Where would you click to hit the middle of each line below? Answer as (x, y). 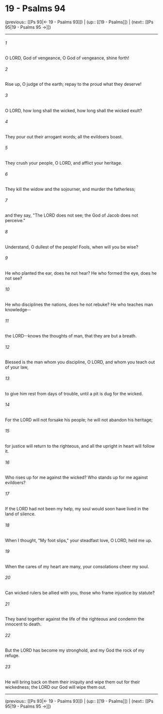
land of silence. (20, 514)
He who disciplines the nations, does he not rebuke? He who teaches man (79, 304)
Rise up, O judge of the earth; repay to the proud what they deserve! (73, 84)
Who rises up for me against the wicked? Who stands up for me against (76, 477)
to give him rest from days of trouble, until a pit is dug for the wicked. (74, 394)
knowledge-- (18, 309)
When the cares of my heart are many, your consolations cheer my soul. (77, 566)
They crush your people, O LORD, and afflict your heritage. (64, 163)
